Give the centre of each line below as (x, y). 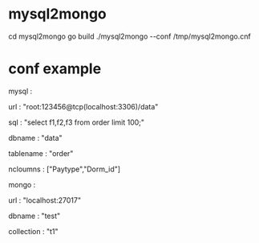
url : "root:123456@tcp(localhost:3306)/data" (83, 106)
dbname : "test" (34, 216)
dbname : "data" (35, 138)
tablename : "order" (41, 153)
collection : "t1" (33, 231)
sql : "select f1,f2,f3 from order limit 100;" (77, 122)
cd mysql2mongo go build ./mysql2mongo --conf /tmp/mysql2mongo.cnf (129, 36)
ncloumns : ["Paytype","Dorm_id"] (65, 169)
